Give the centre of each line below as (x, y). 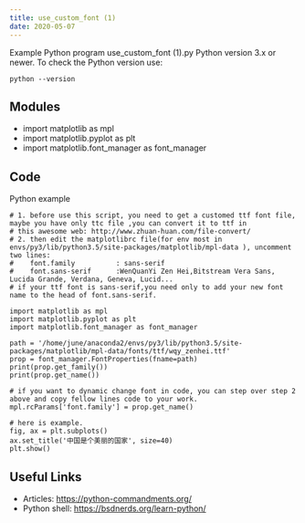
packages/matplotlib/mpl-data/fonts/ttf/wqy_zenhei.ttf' (120, 351)
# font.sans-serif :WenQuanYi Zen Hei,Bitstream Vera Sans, (142, 272)
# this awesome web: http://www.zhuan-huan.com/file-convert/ (130, 232)
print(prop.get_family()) (58, 367)
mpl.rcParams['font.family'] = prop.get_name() (102, 407)
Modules (35, 106)
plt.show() (30, 449)
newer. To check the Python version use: (86, 62)
